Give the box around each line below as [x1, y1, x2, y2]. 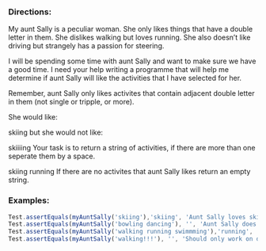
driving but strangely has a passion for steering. [8, 41, 165, 51]
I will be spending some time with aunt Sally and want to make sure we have [8, 56, 256, 66]
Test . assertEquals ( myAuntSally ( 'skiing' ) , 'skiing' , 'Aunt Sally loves [8, 213, 246, 221]
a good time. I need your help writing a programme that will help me [8, 65, 230, 74]
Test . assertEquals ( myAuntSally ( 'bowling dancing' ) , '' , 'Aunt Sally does [8, 220, 257, 228]
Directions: [8, 6, 52, 17]
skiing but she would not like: [8, 127, 104, 137]
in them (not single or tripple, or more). [8, 97, 135, 107]
